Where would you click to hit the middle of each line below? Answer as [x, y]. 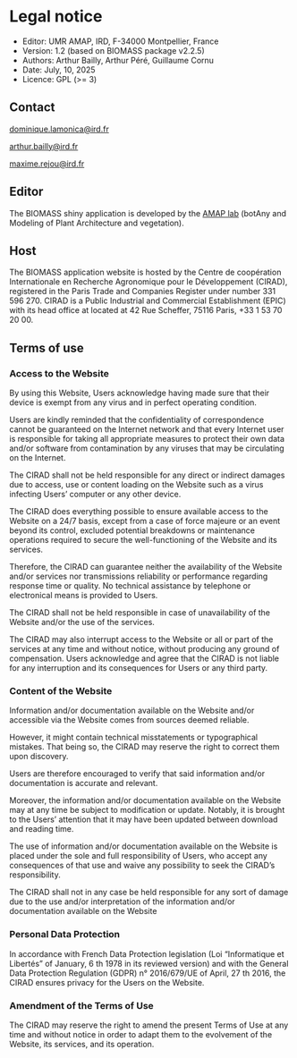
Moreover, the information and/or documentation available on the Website [145, 800]
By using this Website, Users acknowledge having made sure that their [140, 393]
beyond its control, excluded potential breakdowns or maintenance [132, 530]
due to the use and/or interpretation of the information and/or [122, 901]
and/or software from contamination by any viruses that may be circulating [147, 448]
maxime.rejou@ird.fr [47, 164]
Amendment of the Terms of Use [81, 1005]
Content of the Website [61, 690]
